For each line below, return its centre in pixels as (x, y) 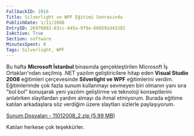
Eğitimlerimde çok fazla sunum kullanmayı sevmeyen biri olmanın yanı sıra (96, 85)
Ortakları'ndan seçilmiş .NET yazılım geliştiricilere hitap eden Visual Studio (97, 73)
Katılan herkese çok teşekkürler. (45, 127)
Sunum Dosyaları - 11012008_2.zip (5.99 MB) (61, 115)
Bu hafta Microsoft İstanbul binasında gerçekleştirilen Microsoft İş (87, 67)
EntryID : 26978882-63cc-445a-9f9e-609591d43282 (66, 28)
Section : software (29, 39)
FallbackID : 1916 (28, 11)
